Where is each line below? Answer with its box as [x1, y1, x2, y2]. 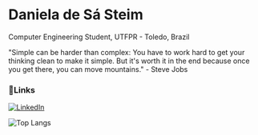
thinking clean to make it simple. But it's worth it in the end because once [8, 56, 250, 66]
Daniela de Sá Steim [8, 6, 143, 24]
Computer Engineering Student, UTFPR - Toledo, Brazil [8, 32, 190, 42]
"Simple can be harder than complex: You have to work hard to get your [8, 47, 245, 57]
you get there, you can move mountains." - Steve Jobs [8, 64, 188, 73]
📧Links [8, 84, 36, 95]
